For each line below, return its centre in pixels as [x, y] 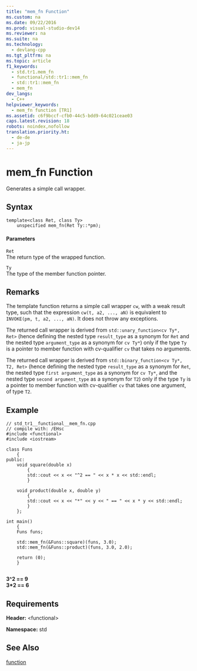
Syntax [19, 207]
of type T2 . [19, 392]
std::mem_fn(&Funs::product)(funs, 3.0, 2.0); [75, 548]
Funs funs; [30, 532]
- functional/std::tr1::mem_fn [50, 77]
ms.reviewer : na [26, 34]
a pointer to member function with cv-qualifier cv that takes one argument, [96, 385]
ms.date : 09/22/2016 [31, 22]
